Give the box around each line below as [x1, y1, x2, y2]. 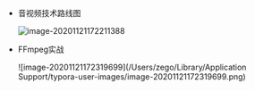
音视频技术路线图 [17, 8, 81, 18]
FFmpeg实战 [17, 44, 64, 54]
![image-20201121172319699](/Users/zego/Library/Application [17, 62, 247, 72]
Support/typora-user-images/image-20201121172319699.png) [17, 71, 246, 82]
